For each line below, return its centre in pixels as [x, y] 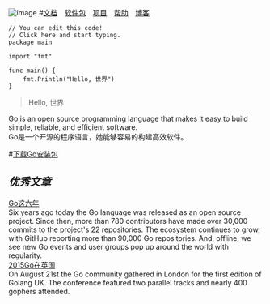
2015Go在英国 [32, 265]
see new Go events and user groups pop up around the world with [118, 246]
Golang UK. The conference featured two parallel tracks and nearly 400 [128, 282]
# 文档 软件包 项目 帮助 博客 [95, 13]
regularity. [25, 255]
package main [30, 42]
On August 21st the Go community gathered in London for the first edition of [135, 274]
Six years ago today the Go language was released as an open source [124, 212]
